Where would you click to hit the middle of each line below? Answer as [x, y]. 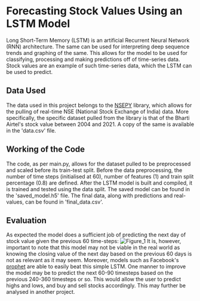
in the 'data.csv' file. [31, 130]
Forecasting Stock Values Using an [95, 11]
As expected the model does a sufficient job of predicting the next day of [96, 235]
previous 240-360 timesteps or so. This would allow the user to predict [94, 279]
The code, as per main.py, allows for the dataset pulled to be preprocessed [99, 164]
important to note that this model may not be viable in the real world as [93, 248]
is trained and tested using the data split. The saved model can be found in [98, 189]
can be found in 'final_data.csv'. [64, 202]
